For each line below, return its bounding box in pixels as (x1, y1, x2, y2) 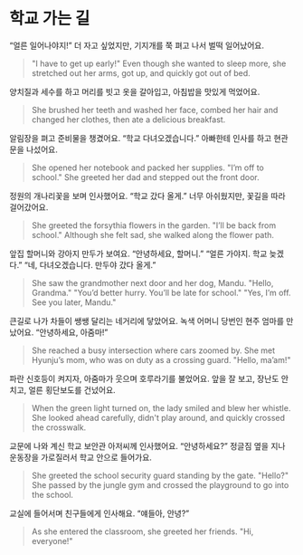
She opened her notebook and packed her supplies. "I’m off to (31, 162, 264, 173)
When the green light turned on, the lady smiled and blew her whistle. (31, 402, 291, 413)
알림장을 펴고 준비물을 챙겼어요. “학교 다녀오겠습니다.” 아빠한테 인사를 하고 (9, 132, 272, 143)
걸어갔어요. (9, 201, 49, 213)
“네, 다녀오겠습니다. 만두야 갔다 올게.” (24, 259, 156, 270)
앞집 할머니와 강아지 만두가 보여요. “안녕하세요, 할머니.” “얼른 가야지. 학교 (9, 248, 268, 259)
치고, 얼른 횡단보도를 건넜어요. (9, 384, 116, 395)
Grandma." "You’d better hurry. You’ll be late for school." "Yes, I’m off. (31, 287, 291, 298)
